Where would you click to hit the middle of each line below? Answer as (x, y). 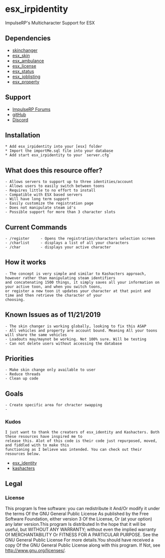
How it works (26, 262)
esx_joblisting (26, 76)
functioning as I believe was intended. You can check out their (73, 449)
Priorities (19, 359)
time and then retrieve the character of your (54, 295)
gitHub (19, 114)
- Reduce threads (23, 374)
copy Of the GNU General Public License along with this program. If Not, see (83, 545)
